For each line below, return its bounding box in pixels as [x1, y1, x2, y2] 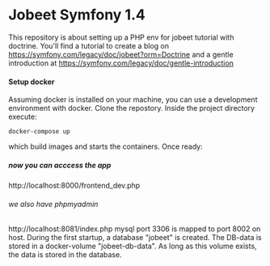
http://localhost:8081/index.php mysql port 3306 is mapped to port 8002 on [8, 224, 261, 234]
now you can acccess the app [8, 160, 112, 170]
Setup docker [8, 77, 55, 87]
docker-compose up [8, 128, 70, 136]
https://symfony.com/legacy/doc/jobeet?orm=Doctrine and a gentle [8, 49, 234, 59]
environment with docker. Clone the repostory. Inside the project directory [8, 103, 255, 113]
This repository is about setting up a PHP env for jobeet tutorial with [8, 32, 234, 42]
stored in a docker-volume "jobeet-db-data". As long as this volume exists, [8, 241, 257, 251]
